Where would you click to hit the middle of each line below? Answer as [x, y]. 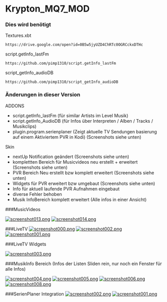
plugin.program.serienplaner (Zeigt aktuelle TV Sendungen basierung [85, 131]
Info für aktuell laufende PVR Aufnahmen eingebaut [66, 189]
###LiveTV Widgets [26, 244]
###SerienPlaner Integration [35, 294]
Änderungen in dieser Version [43, 95]
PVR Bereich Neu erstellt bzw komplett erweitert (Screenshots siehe [83, 173]
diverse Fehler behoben [37, 194]
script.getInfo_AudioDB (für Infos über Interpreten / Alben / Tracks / [83, 121]
